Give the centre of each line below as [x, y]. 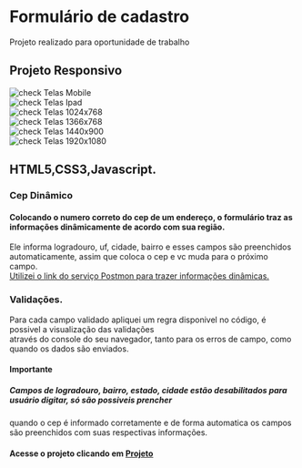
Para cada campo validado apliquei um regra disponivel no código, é [138, 320]
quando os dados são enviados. [69, 349]
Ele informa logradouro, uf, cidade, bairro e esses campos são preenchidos [151, 247]
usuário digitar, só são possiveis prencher [91, 400]
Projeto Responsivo [66, 71]
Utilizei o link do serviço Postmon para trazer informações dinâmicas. [140, 276]
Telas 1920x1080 [75, 141]
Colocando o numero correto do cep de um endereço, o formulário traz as [151, 217]
